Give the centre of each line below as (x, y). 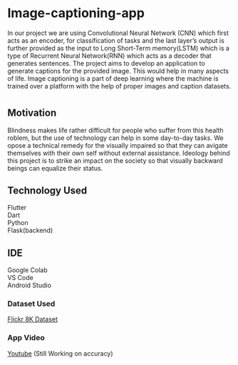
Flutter (17, 208)
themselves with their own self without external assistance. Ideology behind (119, 153)
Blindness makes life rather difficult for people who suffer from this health (115, 130)
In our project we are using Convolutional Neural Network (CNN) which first (118, 33)
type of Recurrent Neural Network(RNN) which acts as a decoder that (109, 56)
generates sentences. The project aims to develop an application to (106, 63)
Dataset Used (31, 304)
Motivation (32, 113)
